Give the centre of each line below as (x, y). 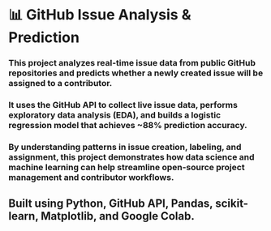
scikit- (232, 204)
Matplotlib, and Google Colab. (117, 216)
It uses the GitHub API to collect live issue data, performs (123, 105)
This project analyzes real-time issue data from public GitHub (132, 63)
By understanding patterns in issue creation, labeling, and (125, 147)
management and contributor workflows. (91, 177)
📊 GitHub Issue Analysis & (100, 15)
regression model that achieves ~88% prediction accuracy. (128, 126)
